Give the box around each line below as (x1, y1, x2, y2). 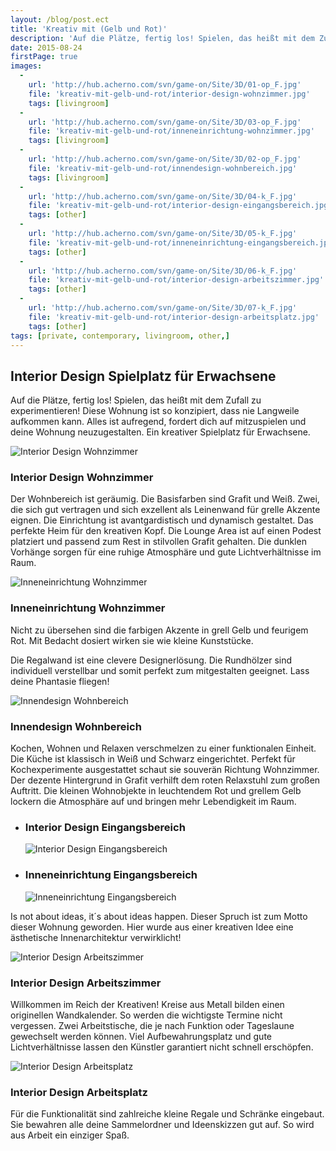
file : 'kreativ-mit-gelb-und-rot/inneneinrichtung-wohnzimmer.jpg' (28, 126, 315, 136)
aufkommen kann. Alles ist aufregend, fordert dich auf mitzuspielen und (10, 416, 307, 428)
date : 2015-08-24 (10, 42, 83, 53)
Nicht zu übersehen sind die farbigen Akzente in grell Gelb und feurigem (10, 624, 309, 636)
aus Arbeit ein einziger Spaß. (10, 1129, 130, 1141)
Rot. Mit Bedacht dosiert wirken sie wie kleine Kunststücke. (10, 634, 254, 646)
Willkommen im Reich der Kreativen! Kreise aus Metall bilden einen (10, 998, 285, 1010)
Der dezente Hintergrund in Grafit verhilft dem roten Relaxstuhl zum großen (10, 774, 321, 786)
